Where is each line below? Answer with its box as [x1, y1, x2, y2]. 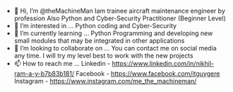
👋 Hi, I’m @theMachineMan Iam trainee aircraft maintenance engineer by [13, 7, 226, 15]
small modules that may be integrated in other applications [13, 37, 185, 45]
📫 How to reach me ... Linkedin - [13, 60, 111, 67]
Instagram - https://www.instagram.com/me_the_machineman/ [13, 77, 197, 85]
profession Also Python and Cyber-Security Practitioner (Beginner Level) [13, 14, 226, 22]
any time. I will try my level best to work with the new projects [13, 51, 193, 60]
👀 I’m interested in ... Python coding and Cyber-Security [13, 22, 177, 29]
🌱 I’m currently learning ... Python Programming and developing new [13, 29, 213, 37]
